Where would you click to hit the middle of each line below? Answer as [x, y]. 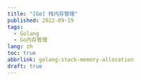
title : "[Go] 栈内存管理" [43, 14]
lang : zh [20, 46]
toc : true [22, 54]
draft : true [25, 66]
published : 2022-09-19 [41, 20]
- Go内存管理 [31, 40]
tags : [15, 27]
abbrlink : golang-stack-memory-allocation [70, 60]
